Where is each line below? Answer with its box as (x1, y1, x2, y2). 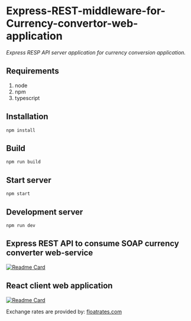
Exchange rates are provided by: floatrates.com (6, 308, 122, 315)
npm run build (6, 159, 41, 165)
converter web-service (6, 248, 93, 258)
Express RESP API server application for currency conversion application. (6, 49, 186, 56)
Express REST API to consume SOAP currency (6, 239, 179, 249)
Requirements (6, 66, 59, 76)
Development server (6, 207, 83, 217)
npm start (6, 191, 31, 197)
